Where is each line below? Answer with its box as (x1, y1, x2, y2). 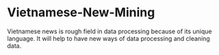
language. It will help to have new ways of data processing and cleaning (7, 34, 210, 42)
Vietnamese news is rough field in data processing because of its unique (7, 27, 212, 35)
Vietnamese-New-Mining (7, 5, 155, 20)
